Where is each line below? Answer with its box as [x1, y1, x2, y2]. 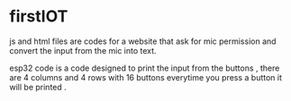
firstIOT [9, 6, 68, 27]
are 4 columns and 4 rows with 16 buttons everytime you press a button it [9, 72, 282, 82]
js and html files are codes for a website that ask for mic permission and [9, 36, 277, 46]
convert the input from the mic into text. [9, 45, 157, 55]
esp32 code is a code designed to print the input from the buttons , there [9, 63, 280, 73]
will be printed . [9, 81, 68, 92]
